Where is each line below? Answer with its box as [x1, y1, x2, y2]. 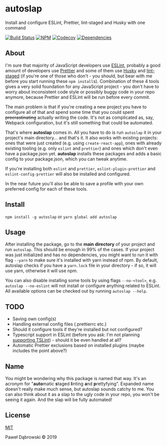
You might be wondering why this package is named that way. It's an [5, 376, 147, 381]
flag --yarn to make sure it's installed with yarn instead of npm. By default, [5, 257, 159, 263]
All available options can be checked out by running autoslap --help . [5, 288, 148, 294]
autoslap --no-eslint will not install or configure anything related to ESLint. [5, 283, 161, 289]
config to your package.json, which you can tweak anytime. [5, 156, 128, 162]
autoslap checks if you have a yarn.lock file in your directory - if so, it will [5, 263, 157, 269]
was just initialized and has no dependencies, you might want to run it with [5, 252, 158, 258]
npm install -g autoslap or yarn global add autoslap [5, 213, 117, 220]
